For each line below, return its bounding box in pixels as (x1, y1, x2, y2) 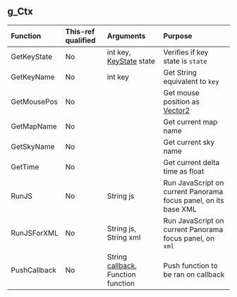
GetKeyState (11, 51, 53, 61)
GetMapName (11, 121, 58, 131)
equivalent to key (163, 76, 219, 86)
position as (163, 97, 200, 107)
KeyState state (107, 56, 155, 66)
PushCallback (11, 265, 56, 274)
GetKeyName (11, 72, 55, 82)
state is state (163, 56, 207, 66)
